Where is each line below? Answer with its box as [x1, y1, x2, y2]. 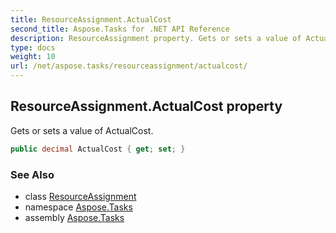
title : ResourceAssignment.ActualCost [10, 14, 172, 25]
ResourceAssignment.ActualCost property [10, 98, 283, 115]
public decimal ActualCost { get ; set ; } [10, 144, 186, 154]
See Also [10, 167, 55, 181]
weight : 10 [10, 52, 56, 62]
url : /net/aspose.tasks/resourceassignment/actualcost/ [10, 61, 248, 71]
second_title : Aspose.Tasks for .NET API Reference [10, 24, 230, 34]
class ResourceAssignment [24, 190, 137, 202]
